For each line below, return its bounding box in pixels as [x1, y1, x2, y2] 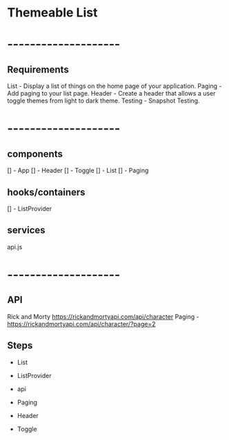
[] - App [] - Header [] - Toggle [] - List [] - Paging [7, 167, 149, 175]
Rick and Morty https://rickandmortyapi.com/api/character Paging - [7, 312, 199, 321]
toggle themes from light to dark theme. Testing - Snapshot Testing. [7, 96, 200, 105]
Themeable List [7, 5, 98, 21]
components [7, 148, 63, 160]
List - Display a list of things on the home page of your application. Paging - [7, 82, 222, 90]
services [7, 224, 46, 236]
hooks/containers [7, 186, 86, 198]
